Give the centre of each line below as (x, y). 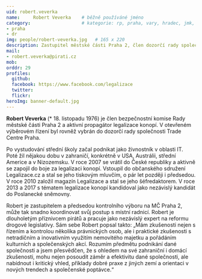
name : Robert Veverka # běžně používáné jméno (75, 17)
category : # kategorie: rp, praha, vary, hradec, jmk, (101, 23)
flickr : (21, 96)
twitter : (23, 90)
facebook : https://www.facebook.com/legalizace (72, 85)
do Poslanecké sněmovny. (39, 194)
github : (21, 79)
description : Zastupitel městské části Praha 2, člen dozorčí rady (93, 46)
